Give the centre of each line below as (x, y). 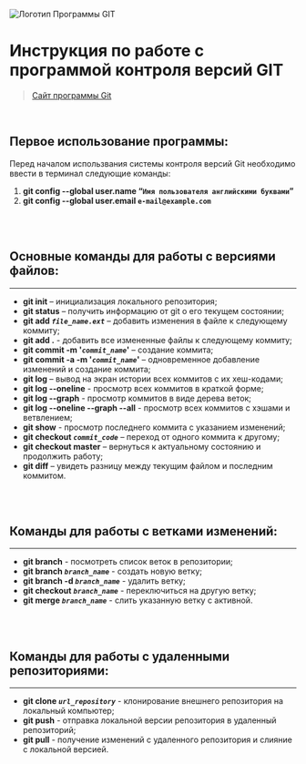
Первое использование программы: (119, 142)
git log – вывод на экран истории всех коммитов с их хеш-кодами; (153, 379)
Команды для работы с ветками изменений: (143, 531)
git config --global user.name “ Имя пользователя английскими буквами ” (158, 190)
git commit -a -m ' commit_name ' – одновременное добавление (141, 359)
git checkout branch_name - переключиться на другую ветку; (139, 591)
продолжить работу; (63, 456)
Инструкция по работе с (107, 51)
